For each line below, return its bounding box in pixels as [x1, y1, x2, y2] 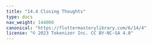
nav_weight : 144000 [6, 19, 54, 25]
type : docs [6, 14, 33, 20]
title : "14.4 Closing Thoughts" [6, 8, 86, 15]
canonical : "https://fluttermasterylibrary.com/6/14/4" [6, 25, 147, 31]
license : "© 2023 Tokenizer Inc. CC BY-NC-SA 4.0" [6, 30, 134, 36]
